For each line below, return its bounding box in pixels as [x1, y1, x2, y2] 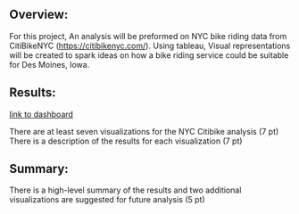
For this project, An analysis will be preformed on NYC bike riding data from [9, 30, 287, 41]
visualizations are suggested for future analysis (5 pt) [9, 194, 205, 205]
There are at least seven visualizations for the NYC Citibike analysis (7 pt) [9, 126, 279, 136]
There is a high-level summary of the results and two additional [9, 185, 242, 195]
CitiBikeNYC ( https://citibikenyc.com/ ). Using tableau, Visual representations [9, 40, 291, 51]
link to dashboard [9, 109, 74, 119]
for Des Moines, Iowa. [9, 59, 90, 70]
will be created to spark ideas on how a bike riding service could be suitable [9, 49, 289, 61]
